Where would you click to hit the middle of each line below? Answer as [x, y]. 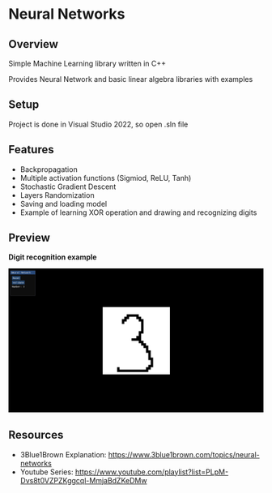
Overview [34, 44]
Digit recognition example [53, 257]
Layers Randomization [57, 195]
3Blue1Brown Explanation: [63, 454]
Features [31, 150]
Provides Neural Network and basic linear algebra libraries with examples [131, 79]
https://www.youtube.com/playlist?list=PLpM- [152, 472]
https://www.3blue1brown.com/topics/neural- [184, 454]
